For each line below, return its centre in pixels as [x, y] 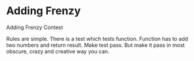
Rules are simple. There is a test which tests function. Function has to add [97, 38]
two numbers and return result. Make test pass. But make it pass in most [96, 45]
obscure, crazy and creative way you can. [58, 51]
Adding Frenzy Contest [35, 27]
